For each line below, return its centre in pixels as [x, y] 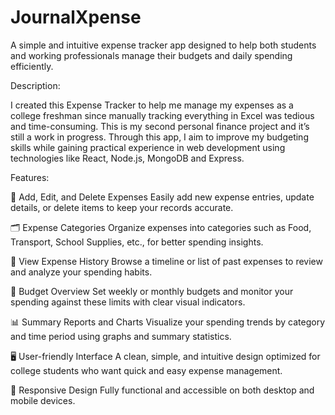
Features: [30, 177]
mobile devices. [43, 400]
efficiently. [32, 66]
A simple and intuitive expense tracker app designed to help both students [163, 45]
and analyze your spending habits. [81, 272]
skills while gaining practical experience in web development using [148, 147]
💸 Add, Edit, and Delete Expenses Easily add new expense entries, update [162, 197]
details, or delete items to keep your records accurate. [122, 207]
